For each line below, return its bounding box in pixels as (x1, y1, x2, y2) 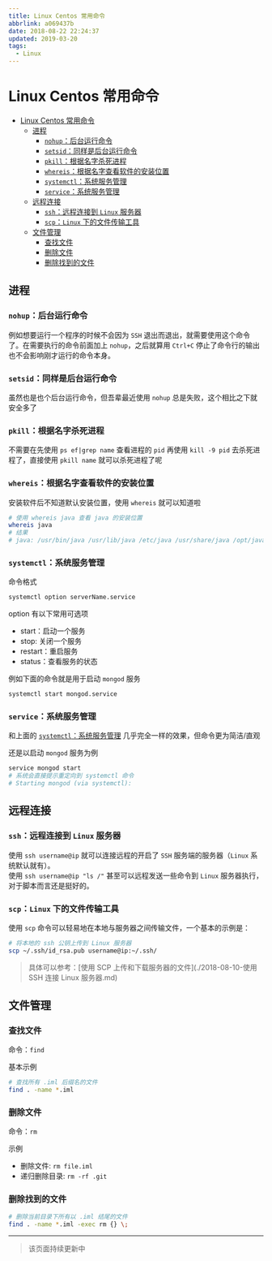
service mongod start (8, 764, 82, 772)
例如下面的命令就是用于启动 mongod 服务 (8, 674, 141, 684)
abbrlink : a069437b (8, 19, 74, 28)
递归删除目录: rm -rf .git (19, 1171, 108, 1181)
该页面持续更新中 (28, 1243, 86, 1253)
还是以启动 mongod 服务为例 (8, 748, 99, 758)
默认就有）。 (15, 860, 55, 870)
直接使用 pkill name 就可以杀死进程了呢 (29, 456, 163, 465)
